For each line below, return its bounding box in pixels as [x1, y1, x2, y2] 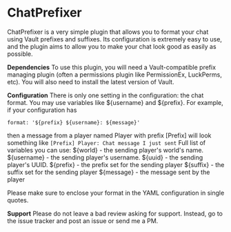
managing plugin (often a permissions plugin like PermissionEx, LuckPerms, [7, 70, 222, 79]
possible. [7, 50, 33, 58]
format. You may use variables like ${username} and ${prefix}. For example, [7, 98, 224, 106]
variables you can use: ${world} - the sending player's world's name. [7, 146, 204, 154]
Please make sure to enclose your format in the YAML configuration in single [7, 188, 225, 197]
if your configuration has [7, 106, 77, 114]
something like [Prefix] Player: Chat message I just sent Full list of [7, 138, 206, 146]
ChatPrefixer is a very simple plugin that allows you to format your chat [7, 28, 209, 36]
